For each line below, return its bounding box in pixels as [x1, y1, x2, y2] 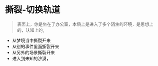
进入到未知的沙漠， [12, 55, 51, 61]
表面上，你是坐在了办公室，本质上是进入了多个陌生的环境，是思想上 [17, 21, 154, 27]
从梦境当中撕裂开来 [12, 37, 51, 43]
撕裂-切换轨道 [5, 4, 61, 15]
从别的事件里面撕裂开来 [12, 43, 59, 49]
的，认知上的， [17, 27, 47, 33]
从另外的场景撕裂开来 [12, 49, 55, 55]
